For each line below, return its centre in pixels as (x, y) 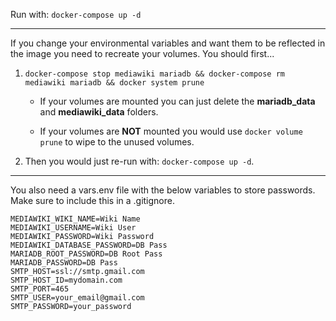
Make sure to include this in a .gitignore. (92, 200)
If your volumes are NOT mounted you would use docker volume (171, 131)
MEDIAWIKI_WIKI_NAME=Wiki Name (75, 219)
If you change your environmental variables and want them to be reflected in (168, 43)
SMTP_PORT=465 (40, 289)
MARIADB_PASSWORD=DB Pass (64, 263)
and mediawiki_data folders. (99, 112)
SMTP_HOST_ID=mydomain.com (66, 280)
